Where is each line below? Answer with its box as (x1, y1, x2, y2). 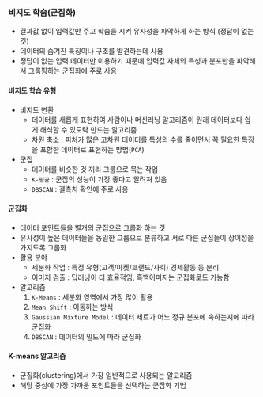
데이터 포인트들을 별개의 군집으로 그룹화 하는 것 (19, 223, 166, 232)
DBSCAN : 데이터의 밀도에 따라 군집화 (31, 331, 141, 342)
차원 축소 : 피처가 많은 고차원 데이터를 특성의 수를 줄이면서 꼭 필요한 (31, 135, 240, 144)
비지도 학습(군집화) (8, 6, 77, 17)
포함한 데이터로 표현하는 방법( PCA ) (39, 144, 145, 154)
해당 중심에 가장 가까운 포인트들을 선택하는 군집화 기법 (19, 380, 187, 390)
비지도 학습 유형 (8, 86, 57, 95)
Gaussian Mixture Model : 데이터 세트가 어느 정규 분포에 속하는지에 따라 (31, 311, 255, 322)
